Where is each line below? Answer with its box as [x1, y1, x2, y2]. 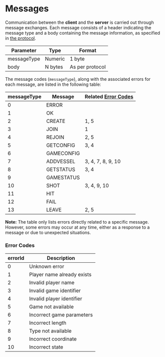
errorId [7, 255, 25, 262]
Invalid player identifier [29, 296, 83, 302]
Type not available [29, 328, 72, 335]
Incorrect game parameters [29, 311, 93, 318]
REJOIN [46, 133, 64, 140]
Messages [5, 3, 49, 14]
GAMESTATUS [46, 174, 80, 181]
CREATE [46, 118, 65, 124]
